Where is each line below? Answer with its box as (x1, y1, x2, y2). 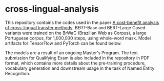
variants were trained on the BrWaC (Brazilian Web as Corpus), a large (5, 30, 146, 36)
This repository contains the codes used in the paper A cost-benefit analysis (5, 20, 159, 25)
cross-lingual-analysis (5, 3, 99, 15)
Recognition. (5, 70, 31, 76)
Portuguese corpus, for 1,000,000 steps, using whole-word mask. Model (5, 35, 151, 41)
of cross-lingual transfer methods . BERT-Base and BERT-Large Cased (5, 24, 145, 30)
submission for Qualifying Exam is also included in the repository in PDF (5, 55, 150, 61)
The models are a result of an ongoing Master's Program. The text (5, 50, 138, 56)
